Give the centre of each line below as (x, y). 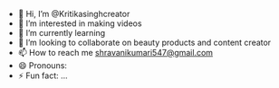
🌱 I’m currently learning (62, 33)
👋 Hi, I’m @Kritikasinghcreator (74, 14)
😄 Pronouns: (43, 66)
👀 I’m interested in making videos (80, 23)
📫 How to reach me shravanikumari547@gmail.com (115, 53)
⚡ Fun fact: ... (43, 75)
